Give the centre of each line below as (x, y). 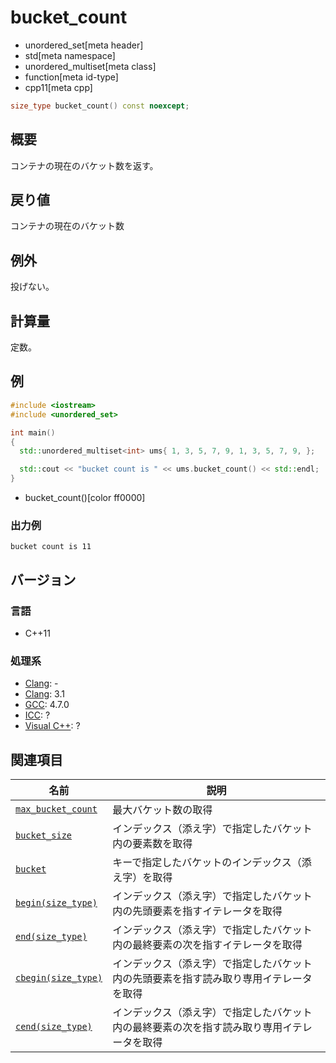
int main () (33, 432)
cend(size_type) (54, 1027)
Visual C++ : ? (52, 726)
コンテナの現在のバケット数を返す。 (84, 165)
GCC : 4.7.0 (47, 705)
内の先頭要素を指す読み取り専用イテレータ (212, 979)
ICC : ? (37, 715)
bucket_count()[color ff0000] (85, 497)
